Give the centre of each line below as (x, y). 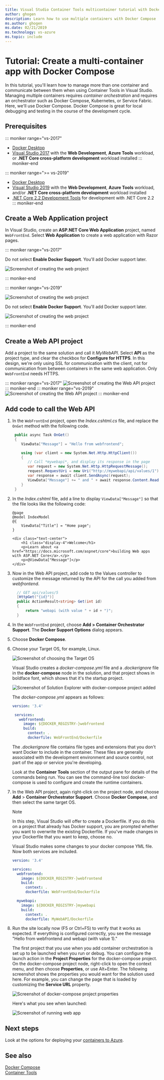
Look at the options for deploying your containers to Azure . (64, 1040)
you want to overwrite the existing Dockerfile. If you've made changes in (85, 832)
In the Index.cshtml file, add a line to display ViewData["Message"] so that (85, 498)
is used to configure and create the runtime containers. (87, 782)
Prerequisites (26, 126)
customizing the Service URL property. (51, 985)
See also (18, 1055)
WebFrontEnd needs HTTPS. (32, 374)
